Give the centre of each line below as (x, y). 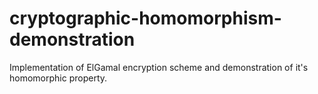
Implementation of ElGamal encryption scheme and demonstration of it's (159, 67)
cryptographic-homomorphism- (145, 18)
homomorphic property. (58, 78)
